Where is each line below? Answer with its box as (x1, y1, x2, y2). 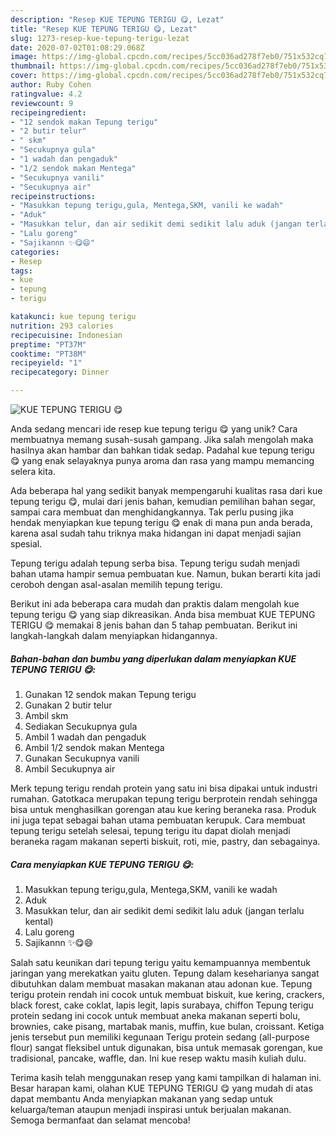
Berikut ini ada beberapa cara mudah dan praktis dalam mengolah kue (10, 598, 300, 610)
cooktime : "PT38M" (10, 349, 87, 359)
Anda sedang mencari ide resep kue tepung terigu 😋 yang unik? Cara (10, 423, 298, 435)
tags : (10, 266, 33, 276)
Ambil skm (24, 709, 69, 721)
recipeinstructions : (10, 191, 97, 201)
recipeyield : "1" (10, 358, 83, 368)
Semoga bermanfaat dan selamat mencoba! (10, 1114, 191, 1126)
